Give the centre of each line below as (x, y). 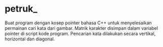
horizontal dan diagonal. (30, 39)
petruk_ (21, 9)
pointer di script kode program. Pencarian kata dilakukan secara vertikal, (80, 33)
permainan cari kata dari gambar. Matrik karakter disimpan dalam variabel (82, 28)
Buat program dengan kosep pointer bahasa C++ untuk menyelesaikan (78, 23)
